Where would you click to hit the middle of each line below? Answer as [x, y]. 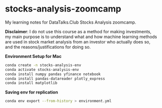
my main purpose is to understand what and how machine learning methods [81, 37]
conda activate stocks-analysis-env [42, 69]
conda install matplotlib [31, 83]
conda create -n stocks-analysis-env [43, 65]
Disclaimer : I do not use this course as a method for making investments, [78, 31]
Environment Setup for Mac [33, 56]
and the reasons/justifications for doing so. [48, 47]
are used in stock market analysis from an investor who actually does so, [78, 41]
